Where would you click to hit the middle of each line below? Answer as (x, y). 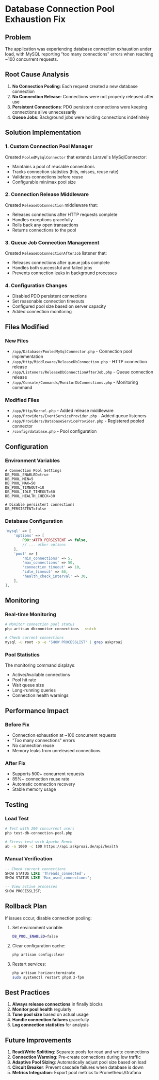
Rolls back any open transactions (45, 225)
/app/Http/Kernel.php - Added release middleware (63, 411)
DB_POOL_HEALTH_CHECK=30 (30, 496)
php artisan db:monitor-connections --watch (51, 629)
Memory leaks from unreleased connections (56, 750)
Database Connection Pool (60, 9)
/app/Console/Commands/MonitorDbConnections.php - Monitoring (75, 382)
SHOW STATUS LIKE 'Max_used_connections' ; (48, 878)
